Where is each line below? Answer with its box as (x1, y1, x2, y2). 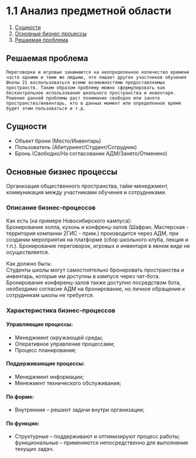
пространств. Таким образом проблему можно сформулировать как (6, 85, 166, 91)
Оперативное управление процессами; (14, 340, 115, 347)
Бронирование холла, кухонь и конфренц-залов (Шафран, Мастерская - (6, 223, 189, 230)
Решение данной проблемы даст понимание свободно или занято (6, 95, 160, 101)
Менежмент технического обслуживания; (14, 380, 121, 386)
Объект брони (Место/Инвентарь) (14, 137, 101, 144)
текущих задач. (14, 446, 54, 453)
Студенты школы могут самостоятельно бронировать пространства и (6, 266, 185, 273)
